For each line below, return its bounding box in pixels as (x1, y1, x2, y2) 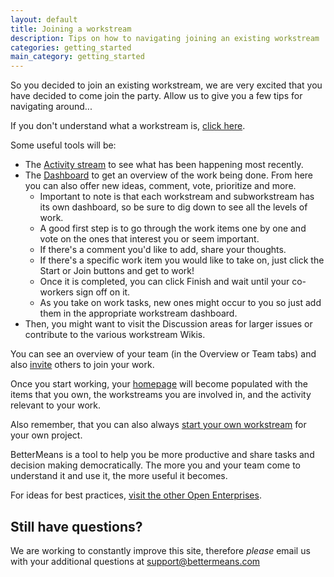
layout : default (10, 14, 78, 25)
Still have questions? (10, 518, 143, 535)
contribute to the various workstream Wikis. (24, 329, 206, 341)
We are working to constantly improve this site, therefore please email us (10, 544, 311, 556)
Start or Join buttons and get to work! (39, 265, 195, 277)
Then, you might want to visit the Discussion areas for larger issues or (24, 318, 313, 330)
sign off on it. (75, 286, 131, 298)
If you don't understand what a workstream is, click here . (10, 120, 246, 132)
